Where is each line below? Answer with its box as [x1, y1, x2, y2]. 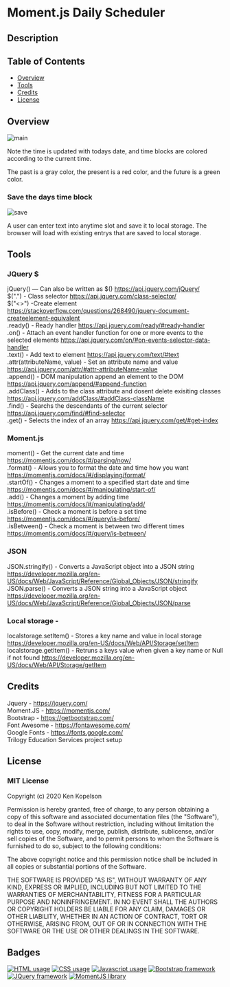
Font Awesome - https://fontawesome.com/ [7, 721, 130, 729]
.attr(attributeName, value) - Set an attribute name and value [7, 358, 179, 366]
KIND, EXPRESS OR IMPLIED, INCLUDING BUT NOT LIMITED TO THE [7, 882, 202, 891]
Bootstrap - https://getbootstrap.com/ [7, 713, 115, 722]
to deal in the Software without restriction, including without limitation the [7, 820, 214, 828]
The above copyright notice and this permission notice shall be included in [7, 855, 218, 863]
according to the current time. [7, 155, 91, 163]
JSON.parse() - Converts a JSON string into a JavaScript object [7, 584, 187, 592]
